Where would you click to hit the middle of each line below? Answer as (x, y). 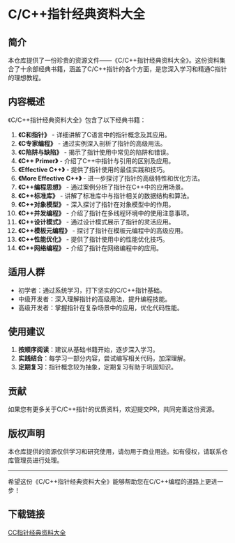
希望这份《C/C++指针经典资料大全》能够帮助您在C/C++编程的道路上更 (110, 482)
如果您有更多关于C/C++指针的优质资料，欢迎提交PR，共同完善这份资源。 (113, 409)
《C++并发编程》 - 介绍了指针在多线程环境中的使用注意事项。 (105, 213)
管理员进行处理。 (38, 460)
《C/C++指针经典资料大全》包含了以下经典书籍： (77, 120)
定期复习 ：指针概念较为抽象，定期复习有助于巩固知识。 (97, 367)
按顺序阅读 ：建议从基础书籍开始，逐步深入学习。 (88, 350)
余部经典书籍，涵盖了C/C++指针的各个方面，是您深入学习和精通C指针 (127, 69)
